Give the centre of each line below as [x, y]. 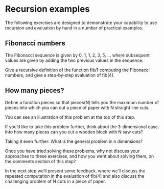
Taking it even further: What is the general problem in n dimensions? [74, 141]
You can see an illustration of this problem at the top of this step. [70, 117]
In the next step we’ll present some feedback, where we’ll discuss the [75, 171]
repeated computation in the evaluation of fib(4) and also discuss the [75, 176]
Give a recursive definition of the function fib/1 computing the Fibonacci [78, 70]
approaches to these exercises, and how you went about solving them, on [80, 156]
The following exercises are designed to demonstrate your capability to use [81, 23]
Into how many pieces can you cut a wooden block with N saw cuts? [74, 132]
